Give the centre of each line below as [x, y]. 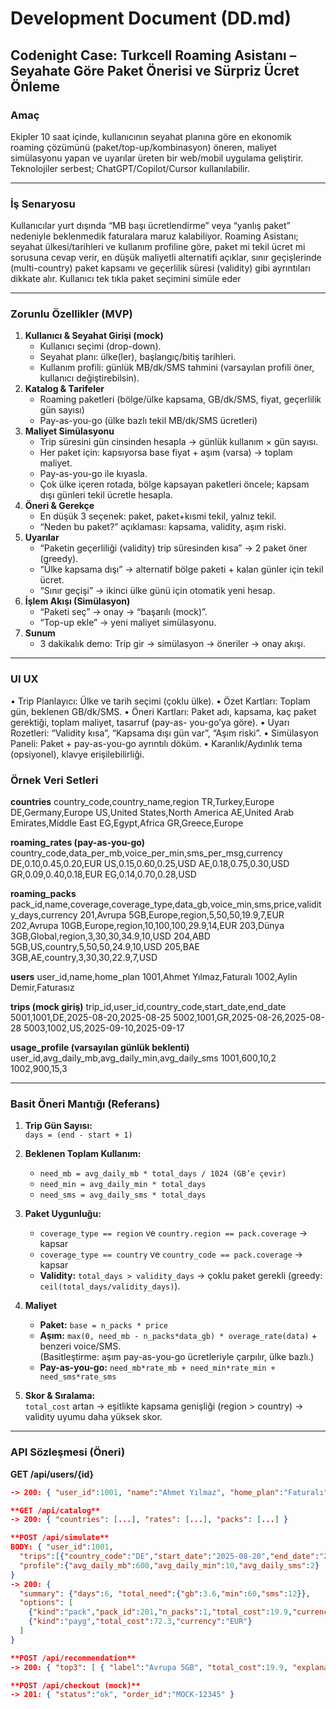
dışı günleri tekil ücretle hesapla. [106, 495]
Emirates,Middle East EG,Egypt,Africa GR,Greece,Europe [127, 823]
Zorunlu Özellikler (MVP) [71, 314]
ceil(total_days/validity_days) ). [110, 1286]
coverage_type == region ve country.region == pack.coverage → [173, 1233]
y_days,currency [44, 915]
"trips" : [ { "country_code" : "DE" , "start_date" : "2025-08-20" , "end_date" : [169, 1557]
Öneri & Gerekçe [59, 506]
